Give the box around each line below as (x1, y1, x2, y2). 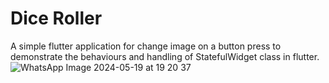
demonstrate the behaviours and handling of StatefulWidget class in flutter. (10, 50, 320, 62)
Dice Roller (10, 7, 103, 30)
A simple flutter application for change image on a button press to (10, 40, 282, 52)
